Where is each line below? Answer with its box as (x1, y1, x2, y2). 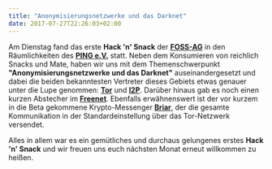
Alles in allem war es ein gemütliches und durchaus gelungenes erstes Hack (8, 135, 264, 145)
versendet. (8, 119, 45, 129)
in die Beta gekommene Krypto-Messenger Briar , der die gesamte (8, 102, 230, 112)
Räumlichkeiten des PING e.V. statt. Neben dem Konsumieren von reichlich (8, 50, 259, 60)
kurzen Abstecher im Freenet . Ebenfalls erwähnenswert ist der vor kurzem (8, 93, 258, 103)
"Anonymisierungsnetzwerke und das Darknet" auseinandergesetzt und (8, 67, 256, 77)
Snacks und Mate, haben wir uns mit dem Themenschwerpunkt (8, 58, 221, 69)
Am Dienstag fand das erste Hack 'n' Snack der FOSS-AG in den (8, 41, 226, 51)
